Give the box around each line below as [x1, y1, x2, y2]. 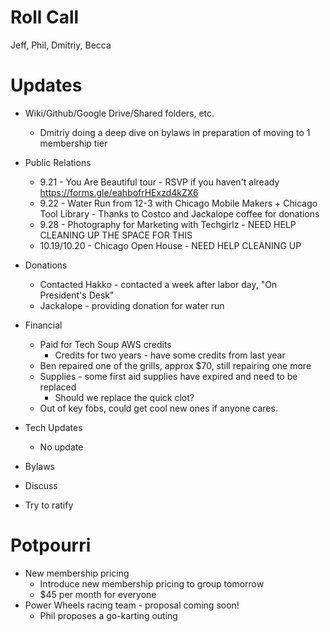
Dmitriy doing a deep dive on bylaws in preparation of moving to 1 [39, 126, 311, 138]
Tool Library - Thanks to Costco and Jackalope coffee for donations [39, 207, 320, 220]
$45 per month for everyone [39, 588, 157, 600]
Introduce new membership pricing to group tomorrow [39, 577, 265, 590]
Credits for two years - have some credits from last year [54, 349, 286, 361]
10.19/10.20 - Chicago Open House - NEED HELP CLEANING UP [39, 239, 302, 251]
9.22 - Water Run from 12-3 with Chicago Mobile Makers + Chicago [39, 197, 318, 209]
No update [39, 441, 84, 453]
